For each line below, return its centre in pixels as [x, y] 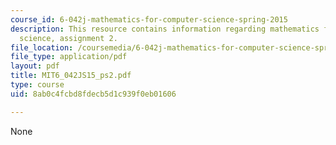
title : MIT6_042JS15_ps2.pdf [71, 76]
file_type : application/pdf [69, 57]
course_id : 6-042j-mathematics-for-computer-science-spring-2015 [149, 19]
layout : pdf [35, 66]
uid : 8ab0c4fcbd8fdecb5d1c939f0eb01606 [93, 94]
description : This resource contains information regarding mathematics [165, 29]
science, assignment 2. [68, 38]
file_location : [42, 47]
